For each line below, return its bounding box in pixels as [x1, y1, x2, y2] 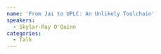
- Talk [13, 36, 32, 43]
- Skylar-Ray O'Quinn [13, 23, 77, 30]
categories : [6, 29, 41, 37]
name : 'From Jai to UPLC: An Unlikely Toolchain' [6, 10, 155, 18]
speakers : [6, 17, 36, 24]
